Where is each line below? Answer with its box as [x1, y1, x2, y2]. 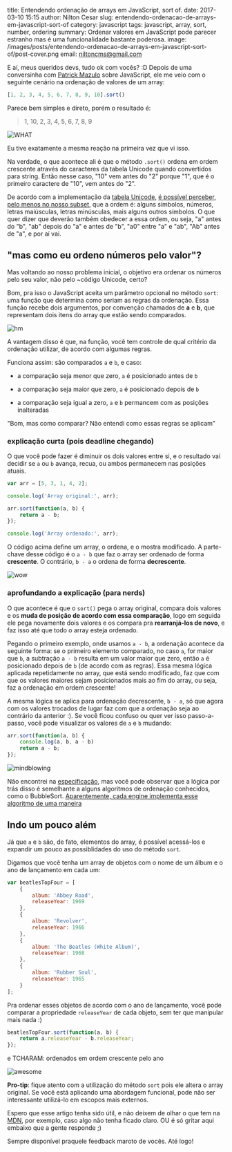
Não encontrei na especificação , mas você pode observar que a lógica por [7, 777, 220, 786]
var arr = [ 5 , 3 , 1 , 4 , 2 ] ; [7, 480, 88, 487]
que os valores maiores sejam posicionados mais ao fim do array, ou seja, [7, 676, 217, 684]
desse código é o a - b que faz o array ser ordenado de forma [26, 550, 204, 558]
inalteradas [17, 406, 50, 414]
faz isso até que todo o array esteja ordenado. [7, 625, 139, 634]
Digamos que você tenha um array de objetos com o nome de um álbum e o [7, 858, 223, 867]
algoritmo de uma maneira [7, 800, 82, 808]
